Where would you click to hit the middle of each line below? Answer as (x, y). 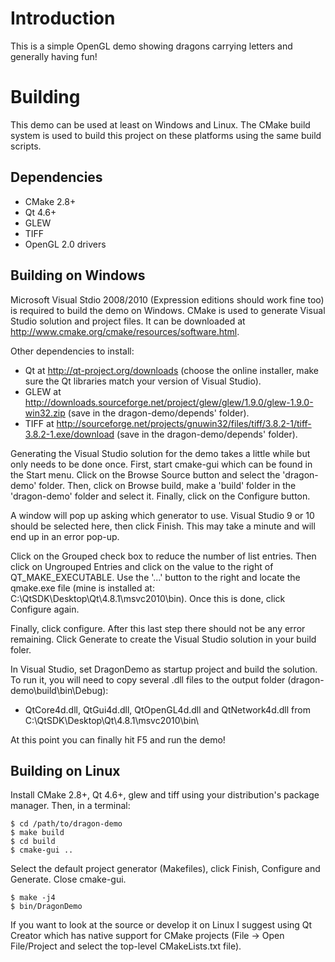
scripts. (26, 146)
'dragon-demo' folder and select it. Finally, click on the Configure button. (160, 496)
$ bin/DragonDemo (46, 907)
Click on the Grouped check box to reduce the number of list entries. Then (163, 556)
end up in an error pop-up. (65, 536)
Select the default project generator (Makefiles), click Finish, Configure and (165, 869)
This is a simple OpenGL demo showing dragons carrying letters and (151, 46)
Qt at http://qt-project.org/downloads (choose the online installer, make (172, 370)
